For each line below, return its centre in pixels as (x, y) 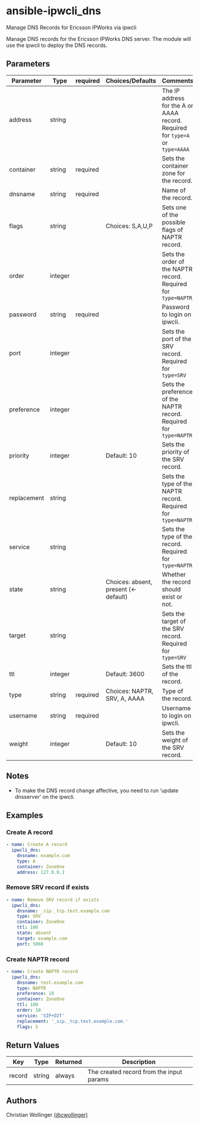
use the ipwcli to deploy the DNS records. (57, 45)
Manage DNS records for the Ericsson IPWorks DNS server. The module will (99, 39)
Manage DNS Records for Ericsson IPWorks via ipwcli (71, 27)
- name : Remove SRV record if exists (53, 900)
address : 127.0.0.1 (41, 872)
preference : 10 (36, 994)
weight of (175, 740)
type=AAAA (176, 149)
